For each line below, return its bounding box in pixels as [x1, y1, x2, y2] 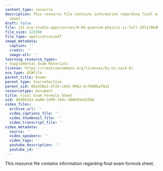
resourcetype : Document [5, 88, 53, 93]
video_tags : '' [9, 138, 40, 143]
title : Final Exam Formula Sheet [5, 93, 73, 98]
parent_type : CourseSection [5, 79, 62, 84]
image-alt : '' [9, 52, 38, 57]
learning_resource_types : [5, 57, 57, 62]
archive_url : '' [9, 106, 42, 112]
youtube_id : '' [9, 147, 40, 152]
